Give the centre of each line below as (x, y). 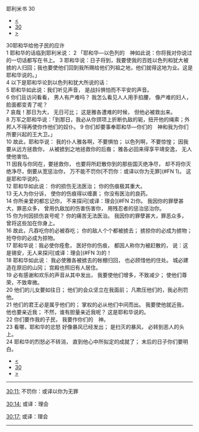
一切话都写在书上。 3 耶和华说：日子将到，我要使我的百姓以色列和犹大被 (100, 60)
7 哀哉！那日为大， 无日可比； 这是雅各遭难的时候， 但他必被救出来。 (91, 112)
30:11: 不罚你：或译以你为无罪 (42, 391)
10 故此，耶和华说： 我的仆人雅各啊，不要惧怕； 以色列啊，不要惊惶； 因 (95, 142)
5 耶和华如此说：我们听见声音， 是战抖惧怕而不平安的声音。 (79, 90)
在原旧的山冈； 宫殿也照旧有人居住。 (56, 268)
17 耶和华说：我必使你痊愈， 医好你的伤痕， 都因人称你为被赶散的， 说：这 (97, 245)
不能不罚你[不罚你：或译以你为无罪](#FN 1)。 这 (133, 171)
